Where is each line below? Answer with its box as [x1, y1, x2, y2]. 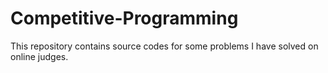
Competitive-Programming [10, 7, 239, 30]
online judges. [10, 50, 69, 62]
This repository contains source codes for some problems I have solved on [10, 40, 319, 52]
